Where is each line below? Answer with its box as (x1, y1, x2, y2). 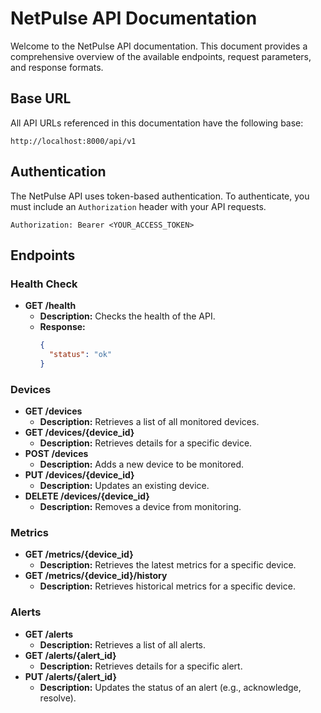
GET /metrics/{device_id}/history (24, 570, 168, 582)
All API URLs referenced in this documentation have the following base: (10, 117, 304, 129)
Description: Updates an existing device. (39, 480, 210, 492)
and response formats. (10, 61, 104, 73)
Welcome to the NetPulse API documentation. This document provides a (10, 40, 308, 52)
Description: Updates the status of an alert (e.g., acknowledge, (39, 681, 302, 693)
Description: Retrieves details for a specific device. (39, 437, 253, 449)
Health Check (10, 277, 78, 291)
